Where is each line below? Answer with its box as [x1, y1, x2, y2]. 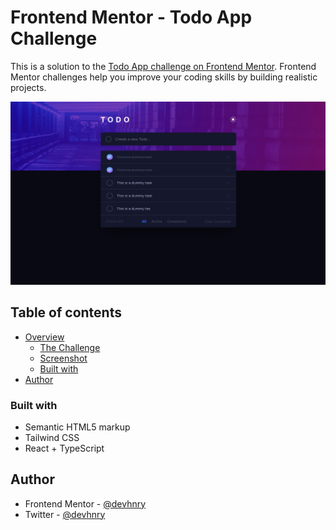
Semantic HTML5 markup [24, 421, 131, 433]
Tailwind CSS [24, 431, 80, 443]
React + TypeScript [24, 442, 105, 454]
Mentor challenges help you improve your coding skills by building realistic [10, 71, 318, 83]
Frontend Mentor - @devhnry [24, 497, 147, 510]
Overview [24, 331, 65, 343]
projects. [10, 81, 47, 93]
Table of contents [10, 304, 122, 321]
